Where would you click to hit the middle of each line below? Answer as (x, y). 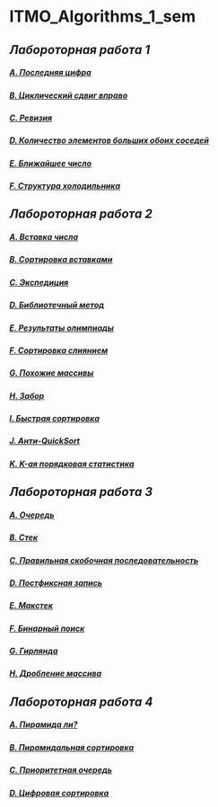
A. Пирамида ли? (44, 724)
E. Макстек (31, 606)
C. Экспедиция (39, 282)
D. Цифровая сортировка (59, 793)
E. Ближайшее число (51, 163)
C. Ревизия (31, 118)
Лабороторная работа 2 (81, 214)
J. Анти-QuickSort (45, 441)
